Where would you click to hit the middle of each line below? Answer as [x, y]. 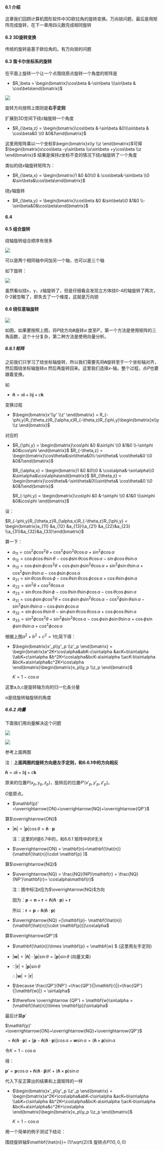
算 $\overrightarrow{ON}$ [31, 819]
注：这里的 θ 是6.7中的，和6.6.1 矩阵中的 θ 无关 [58, 839]
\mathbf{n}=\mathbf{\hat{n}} [92, 849]
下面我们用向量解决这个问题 [33, 723]
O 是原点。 [16, 794]
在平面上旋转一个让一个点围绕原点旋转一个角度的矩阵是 [61, 73]
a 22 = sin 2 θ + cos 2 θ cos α [38, 586]
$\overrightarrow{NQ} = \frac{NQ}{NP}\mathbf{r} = [65, 874]
